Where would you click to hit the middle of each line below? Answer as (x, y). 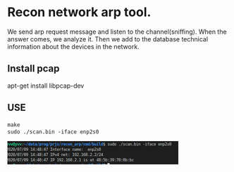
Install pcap (33, 68)
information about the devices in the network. (73, 46)
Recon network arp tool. (79, 12)
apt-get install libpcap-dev (46, 86)
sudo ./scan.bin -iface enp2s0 (53, 132)
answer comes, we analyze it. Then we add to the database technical (108, 39)
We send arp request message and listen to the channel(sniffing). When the (117, 32)
